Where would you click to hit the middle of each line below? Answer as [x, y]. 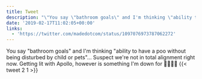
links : [14, 28]
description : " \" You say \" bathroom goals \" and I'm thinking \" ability [99, 17]
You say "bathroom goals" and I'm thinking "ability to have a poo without [96, 51]
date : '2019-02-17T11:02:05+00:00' [51, 23]
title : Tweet [23, 12]
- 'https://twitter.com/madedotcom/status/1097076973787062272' [94, 34]
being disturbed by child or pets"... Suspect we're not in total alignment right [101, 57]
